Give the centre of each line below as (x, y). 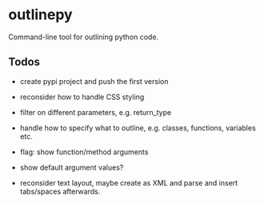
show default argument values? (72, 167)
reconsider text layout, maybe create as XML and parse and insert (129, 182)
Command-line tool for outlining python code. (83, 37)
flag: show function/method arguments (84, 152)
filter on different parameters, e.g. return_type (96, 112)
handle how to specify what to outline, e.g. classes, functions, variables (138, 128)
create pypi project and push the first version (94, 81)
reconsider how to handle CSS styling (82, 97)
